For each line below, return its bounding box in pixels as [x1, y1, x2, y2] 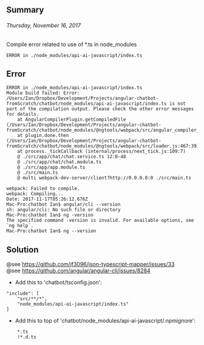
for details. [6, 112, 39, 118]
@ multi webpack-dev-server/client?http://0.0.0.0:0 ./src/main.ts [17, 175, 191, 181]
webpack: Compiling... [6, 191, 64, 197]
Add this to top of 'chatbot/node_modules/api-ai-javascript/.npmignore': [15, 317, 196, 324]
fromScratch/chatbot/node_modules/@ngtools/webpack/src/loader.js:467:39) [6, 143, 200, 149]
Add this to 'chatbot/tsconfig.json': [15, 279, 102, 286]
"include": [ [6, 290, 39, 296]
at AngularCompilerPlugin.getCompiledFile [17, 116, 126, 123]
